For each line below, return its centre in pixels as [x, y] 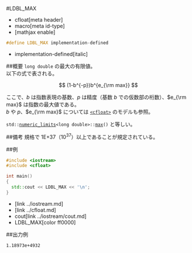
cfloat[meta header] [39, 20]
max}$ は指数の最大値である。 [43, 104]
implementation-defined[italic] [51, 54]
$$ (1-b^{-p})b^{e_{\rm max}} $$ [98, 85]
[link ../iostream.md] [39, 203]
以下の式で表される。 [32, 73]
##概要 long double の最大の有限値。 [51, 66]
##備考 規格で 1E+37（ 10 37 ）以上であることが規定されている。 [82, 136]
